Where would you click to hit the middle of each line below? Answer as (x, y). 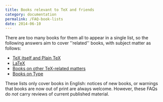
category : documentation (31, 14)
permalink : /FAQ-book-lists (34, 19)
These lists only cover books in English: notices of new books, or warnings (81, 84)
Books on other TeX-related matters (49, 69)
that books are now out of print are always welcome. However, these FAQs (81, 89)
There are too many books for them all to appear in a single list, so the (77, 38)
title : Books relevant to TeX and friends (50, 10)
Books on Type (28, 74)
